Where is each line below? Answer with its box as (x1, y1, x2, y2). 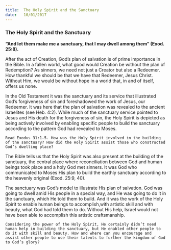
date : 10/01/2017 (5, 12, 47, 17)
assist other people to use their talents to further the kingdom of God (5, 235, 166, 240)
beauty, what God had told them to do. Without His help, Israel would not (5, 206, 158, 212)
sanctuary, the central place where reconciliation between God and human (5, 159, 162, 165)
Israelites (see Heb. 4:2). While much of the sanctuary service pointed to (5, 109, 158, 115)
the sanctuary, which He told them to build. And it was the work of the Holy (5, 195, 163, 202)
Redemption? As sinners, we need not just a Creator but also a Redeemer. (5, 67, 160, 73)
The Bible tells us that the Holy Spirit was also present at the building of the (5, 153, 163, 159)
